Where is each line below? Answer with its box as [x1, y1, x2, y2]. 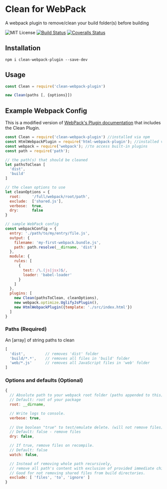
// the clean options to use [5, 185, 66, 190]
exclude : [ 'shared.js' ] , [9, 199, 64, 204]
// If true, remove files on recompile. [9, 443, 94, 448]
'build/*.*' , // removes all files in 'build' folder [9, 356, 130, 361]
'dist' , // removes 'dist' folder [9, 351, 99, 356]
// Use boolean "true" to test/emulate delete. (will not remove [9, 425, 148, 430]
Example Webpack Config [5, 106, 87, 115]
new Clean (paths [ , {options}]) [5, 93, 72, 98]
